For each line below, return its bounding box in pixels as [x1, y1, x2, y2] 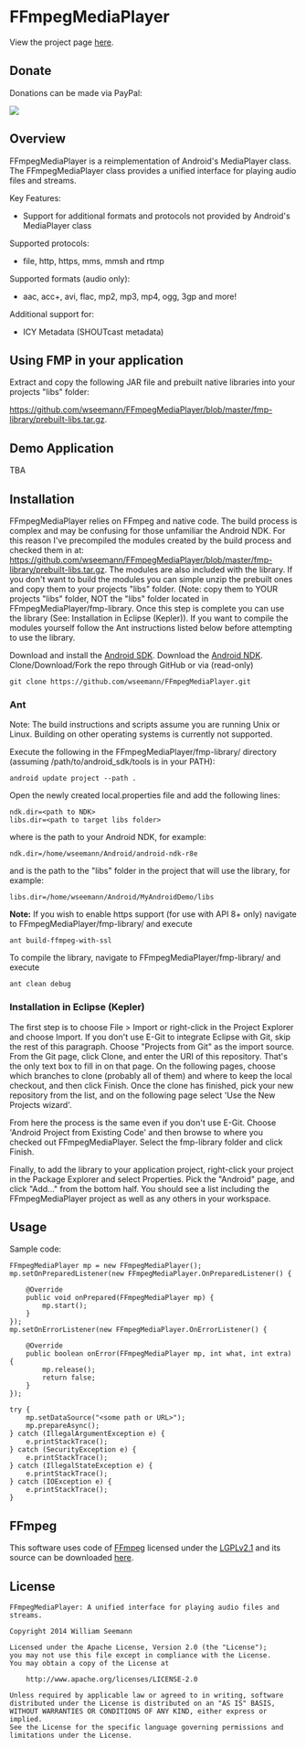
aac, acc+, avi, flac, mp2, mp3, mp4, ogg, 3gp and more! [22, 291, 237, 302]
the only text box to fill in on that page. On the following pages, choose [9, 1060, 276, 1071]
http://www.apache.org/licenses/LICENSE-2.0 [26, 1675, 198, 1684]
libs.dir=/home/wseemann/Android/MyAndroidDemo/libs [9, 893, 215, 902]
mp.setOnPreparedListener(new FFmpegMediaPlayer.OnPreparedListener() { [9, 1269, 292, 1279]
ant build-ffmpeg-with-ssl [9, 936, 112, 945]
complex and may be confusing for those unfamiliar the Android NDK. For [9, 526, 286, 536]
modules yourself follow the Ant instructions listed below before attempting [9, 623, 292, 633]
